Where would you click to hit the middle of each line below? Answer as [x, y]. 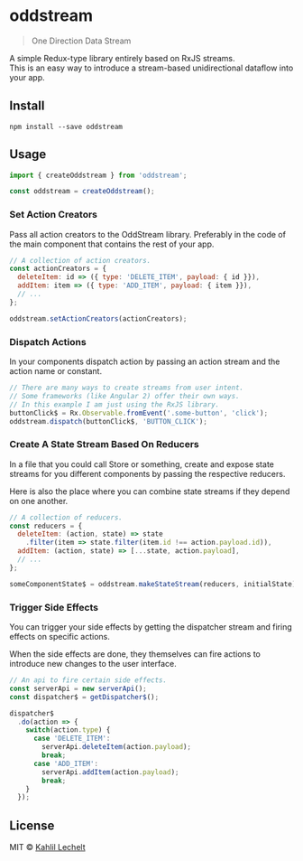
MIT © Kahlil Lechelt [47, 847]
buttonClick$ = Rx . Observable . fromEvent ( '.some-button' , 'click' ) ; [139, 413]
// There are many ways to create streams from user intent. [127, 388]
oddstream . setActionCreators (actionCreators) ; [98, 318]
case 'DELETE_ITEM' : [72, 739]
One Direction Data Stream [81, 41]
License [32, 825]
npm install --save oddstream [66, 126]
